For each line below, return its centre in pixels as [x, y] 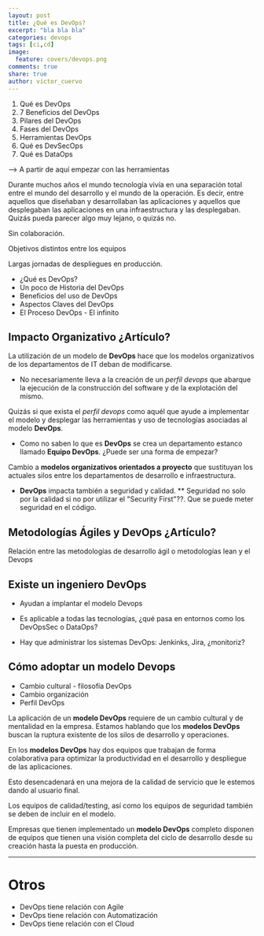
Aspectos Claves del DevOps [66, 304]
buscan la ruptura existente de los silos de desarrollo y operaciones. [119, 734]
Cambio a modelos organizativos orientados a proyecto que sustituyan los [131, 467]
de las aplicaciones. [40, 766]
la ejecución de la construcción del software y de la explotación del [128, 388]
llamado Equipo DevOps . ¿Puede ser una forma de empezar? [119, 452]
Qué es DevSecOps [51, 146]
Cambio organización [54, 694]
